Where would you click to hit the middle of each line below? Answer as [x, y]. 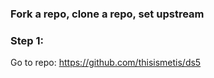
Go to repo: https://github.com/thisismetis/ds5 [106, 63]
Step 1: [27, 40]
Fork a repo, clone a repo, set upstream [107, 14]
